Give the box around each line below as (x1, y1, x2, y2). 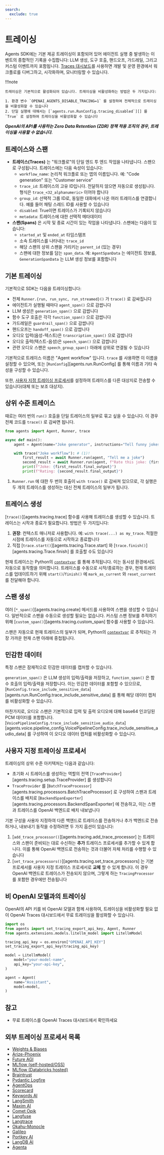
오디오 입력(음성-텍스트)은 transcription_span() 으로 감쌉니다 (12, 333, 133, 338)
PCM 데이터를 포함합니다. (5, 714, 54, 720)
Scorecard (12, 1087, 33, 1093)
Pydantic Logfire (12, 1077, 45, 1083)
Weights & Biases (12, 1046, 47, 1052)
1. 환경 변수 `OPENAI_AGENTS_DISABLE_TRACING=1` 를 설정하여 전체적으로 (5, 99, 141, 104)
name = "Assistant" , (14, 979, 51, 985)
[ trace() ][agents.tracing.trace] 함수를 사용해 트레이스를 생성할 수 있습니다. (5, 514, 150, 519)
